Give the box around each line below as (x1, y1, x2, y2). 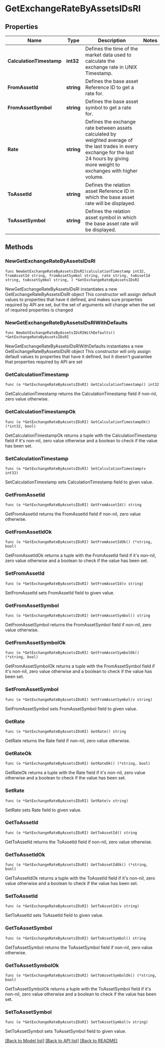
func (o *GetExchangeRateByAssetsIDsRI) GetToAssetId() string (5, 830, 137, 835)
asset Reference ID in (85, 188, 135, 194)
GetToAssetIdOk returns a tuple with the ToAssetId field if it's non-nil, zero (5, 875, 156, 881)
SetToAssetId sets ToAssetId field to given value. (5, 913, 104, 918)
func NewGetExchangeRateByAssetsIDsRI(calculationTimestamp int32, (5, 269, 146, 274)
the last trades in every (85, 143, 138, 150)
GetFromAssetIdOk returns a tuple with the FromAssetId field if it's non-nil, (5, 553, 156, 559)
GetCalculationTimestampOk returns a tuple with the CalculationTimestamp (5, 432, 157, 438)
